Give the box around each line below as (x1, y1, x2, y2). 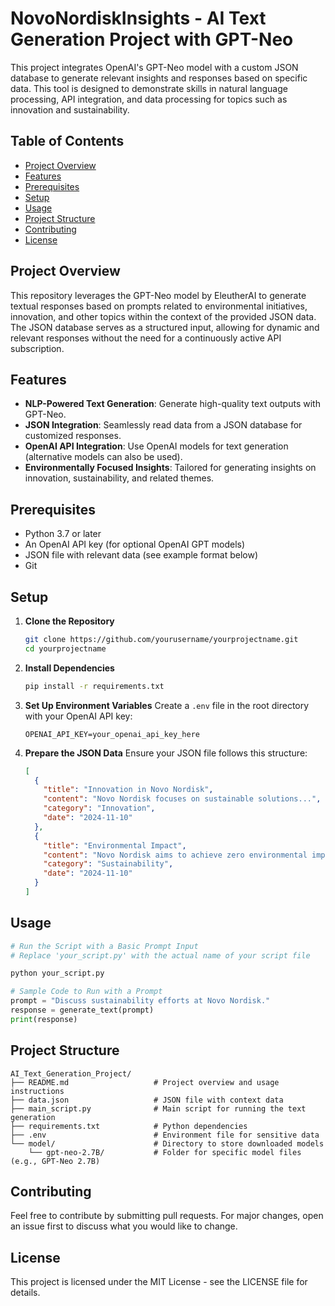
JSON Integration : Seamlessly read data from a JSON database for (24, 419, 303, 431)
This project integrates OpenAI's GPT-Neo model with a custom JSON (10, 61, 299, 73)
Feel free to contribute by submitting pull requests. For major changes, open (10, 1210, 324, 1222)
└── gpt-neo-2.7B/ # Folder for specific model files (28, 1147, 302, 1157)
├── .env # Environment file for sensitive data (10, 1130, 320, 1140)
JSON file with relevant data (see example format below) (24, 549, 259, 561)
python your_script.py (10, 968, 105, 979)
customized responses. (24, 430, 122, 442)
